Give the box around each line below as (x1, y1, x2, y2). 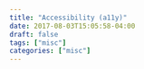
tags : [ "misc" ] (9, 38, 67, 47)
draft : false (9, 30, 59, 39)
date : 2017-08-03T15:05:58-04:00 (9, 22, 136, 30)
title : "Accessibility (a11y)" (9, 13, 128, 22)
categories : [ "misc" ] (9, 47, 91, 56)
